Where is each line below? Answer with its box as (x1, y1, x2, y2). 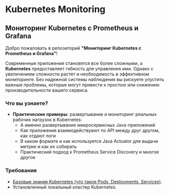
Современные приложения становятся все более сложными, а (5, 60, 143, 66)
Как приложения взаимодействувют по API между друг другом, (20, 128, 160, 134)
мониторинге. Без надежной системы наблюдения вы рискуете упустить (5, 76, 164, 82)
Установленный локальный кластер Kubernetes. (12, 184, 117, 190)
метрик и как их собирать (20, 143, 77, 150)
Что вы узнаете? (5, 100, 48, 107)
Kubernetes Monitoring (5, 4, 106, 15)
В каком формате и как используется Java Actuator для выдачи (20, 138, 158, 144)
